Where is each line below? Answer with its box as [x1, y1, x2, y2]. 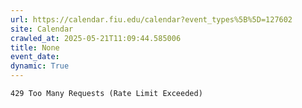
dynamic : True [10, 61, 70, 71]
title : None [10, 42, 60, 53]
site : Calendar [10, 24, 74, 34]
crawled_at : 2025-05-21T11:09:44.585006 [10, 33, 182, 43]
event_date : [10, 52, 60, 62]
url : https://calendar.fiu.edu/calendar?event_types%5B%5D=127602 [10, 14, 293, 25]
